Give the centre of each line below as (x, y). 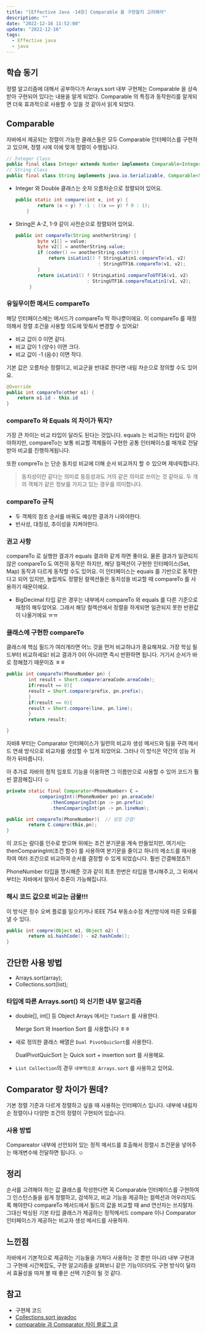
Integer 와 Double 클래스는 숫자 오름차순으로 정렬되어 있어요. (89, 188)
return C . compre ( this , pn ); (63, 825)
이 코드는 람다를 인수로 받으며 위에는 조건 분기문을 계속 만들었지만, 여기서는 (96, 843)
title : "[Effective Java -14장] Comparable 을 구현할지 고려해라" (86, 12)
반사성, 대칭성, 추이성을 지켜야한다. (57, 524)
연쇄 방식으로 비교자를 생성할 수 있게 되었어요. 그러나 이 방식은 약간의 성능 (101, 751)
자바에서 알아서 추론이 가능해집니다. (65, 880)
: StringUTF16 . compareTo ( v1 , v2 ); (142, 264)
